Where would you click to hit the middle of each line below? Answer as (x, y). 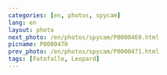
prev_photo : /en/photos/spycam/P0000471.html (83, 52)
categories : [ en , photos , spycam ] (65, 15)
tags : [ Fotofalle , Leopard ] (54, 59)
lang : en (22, 23)
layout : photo (31, 30)
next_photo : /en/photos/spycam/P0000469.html (83, 37)
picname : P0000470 (38, 45)
